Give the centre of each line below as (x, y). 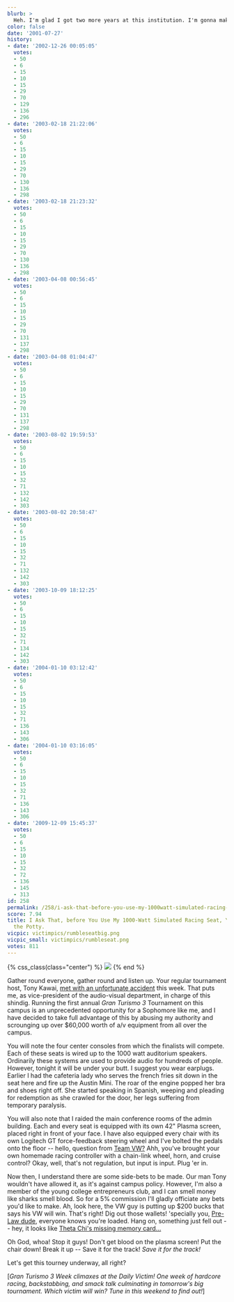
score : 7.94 (24, 914)
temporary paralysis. (37, 1105)
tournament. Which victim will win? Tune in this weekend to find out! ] (106, 1291)
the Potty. (29, 927)
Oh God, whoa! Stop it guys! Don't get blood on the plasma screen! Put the (114, 1241)
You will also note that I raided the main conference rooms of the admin (110, 1118)
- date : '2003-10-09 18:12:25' (53, 590)
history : (20, 40)
